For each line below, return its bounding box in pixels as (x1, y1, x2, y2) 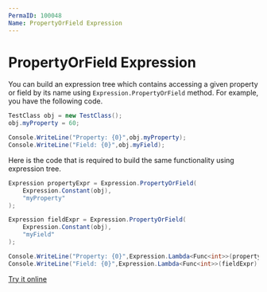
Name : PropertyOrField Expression (8, 19, 123, 27)
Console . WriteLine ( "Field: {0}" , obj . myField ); (8, 141, 165, 150)
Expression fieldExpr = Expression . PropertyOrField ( (8, 216, 187, 224)
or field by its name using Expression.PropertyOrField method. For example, (8, 88, 259, 98)
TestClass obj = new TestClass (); (8, 112, 123, 120)
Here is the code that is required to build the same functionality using (8, 155, 234, 165)
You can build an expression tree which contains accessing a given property (8, 80, 258, 89)
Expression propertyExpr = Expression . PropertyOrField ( (8, 179, 197, 187)
